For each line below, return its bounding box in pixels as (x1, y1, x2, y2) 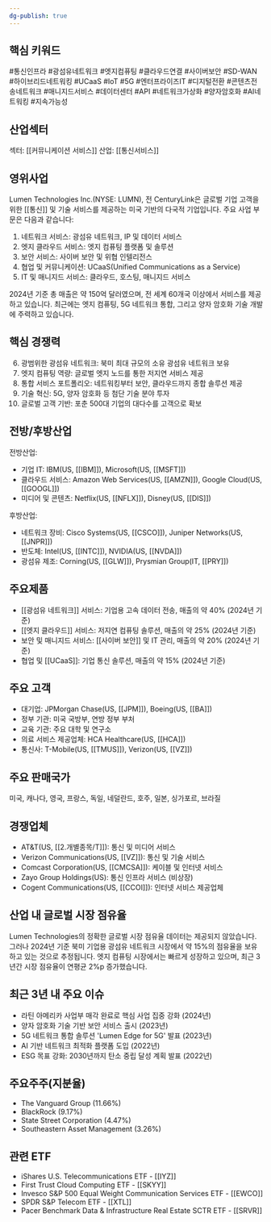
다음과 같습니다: (23, 215, 74, 224)
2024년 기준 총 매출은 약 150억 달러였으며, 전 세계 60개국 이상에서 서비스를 (9, 290, 247, 299)
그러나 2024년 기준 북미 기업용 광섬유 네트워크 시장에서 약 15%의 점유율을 (9, 941, 243, 951)
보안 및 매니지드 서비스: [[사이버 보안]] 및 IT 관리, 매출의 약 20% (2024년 (20, 635, 252, 645)
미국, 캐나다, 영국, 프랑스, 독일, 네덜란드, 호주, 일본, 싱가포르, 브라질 (9, 794, 221, 803)
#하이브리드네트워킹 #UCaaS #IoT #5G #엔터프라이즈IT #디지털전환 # (9, 77, 232, 86)
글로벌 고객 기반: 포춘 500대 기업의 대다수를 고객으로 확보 (20, 398, 202, 408)
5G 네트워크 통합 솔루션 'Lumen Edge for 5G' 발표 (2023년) (20, 1030, 212, 1041)
